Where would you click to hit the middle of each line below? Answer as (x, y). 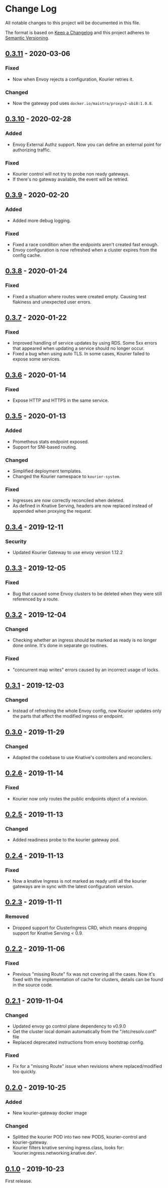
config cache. (27, 255)
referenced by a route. (36, 599)
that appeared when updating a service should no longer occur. (78, 348)
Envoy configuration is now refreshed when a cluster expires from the (85, 250)
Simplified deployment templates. (47, 471)
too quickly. (24, 1072)
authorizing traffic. (32, 150)
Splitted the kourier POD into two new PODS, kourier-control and (79, 1137)
